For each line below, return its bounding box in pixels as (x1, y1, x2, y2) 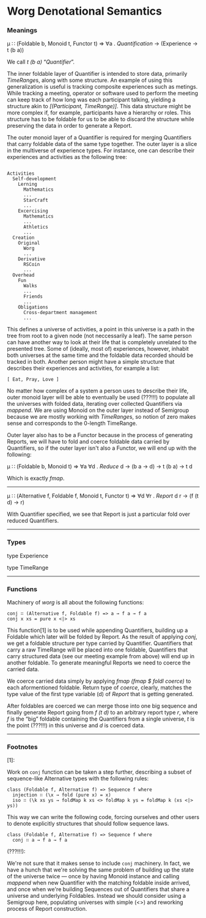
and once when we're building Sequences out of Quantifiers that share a (7, 886, 190, 893)
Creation (12, 235, 35, 241)
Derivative (18, 256, 46, 262)
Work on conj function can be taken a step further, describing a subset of (7, 768, 192, 776)
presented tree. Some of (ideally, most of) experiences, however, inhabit (7, 345, 189, 353)
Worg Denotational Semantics (7, 4, 163, 18)
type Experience (7, 552, 48, 559)
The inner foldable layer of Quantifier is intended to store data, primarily (7, 70, 188, 78)
